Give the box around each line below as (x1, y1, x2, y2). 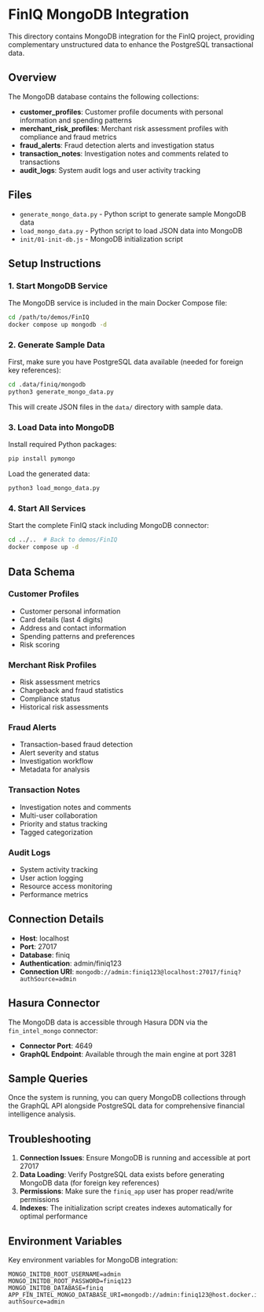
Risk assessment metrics (19, 677, 101, 687)
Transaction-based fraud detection (19, 740, 134, 749)
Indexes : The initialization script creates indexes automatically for (19, 1204, 233, 1213)
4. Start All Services (8, 503, 86, 514)
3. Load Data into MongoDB (8, 422, 115, 433)
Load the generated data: (8, 469, 90, 478)
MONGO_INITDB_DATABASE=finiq (8, 1285, 104, 1292)
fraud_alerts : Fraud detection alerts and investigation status (19, 140, 214, 150)
